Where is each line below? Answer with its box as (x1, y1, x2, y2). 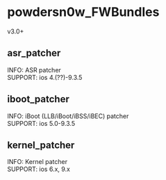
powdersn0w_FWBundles (7, 4, 160, 20)
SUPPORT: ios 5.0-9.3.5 (7, 119, 75, 127)
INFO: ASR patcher (7, 65, 61, 74)
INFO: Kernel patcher (7, 158, 68, 166)
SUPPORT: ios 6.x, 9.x (7, 165, 71, 174)
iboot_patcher (7, 93, 69, 105)
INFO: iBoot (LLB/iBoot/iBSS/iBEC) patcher (7, 112, 129, 120)
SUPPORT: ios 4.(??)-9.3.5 (7, 73, 83, 81)
